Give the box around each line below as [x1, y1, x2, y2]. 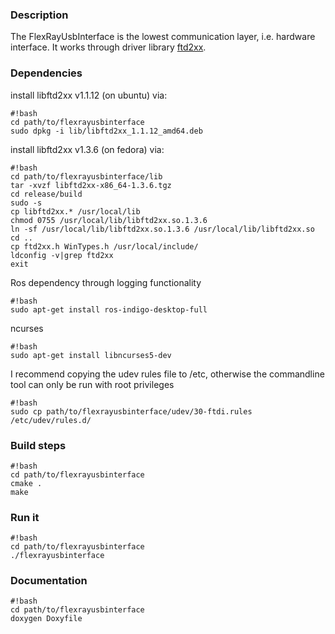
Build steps [10, 438, 67, 452]
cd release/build [10, 189, 83, 199]
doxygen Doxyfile [10, 614, 83, 624]
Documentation [10, 574, 88, 588]
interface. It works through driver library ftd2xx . [10, 41, 207, 53]
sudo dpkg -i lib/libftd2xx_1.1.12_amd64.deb [10, 126, 203, 136]
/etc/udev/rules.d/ [10, 415, 92, 425]
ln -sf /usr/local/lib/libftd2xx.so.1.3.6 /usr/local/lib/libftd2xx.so [10, 224, 315, 234]
